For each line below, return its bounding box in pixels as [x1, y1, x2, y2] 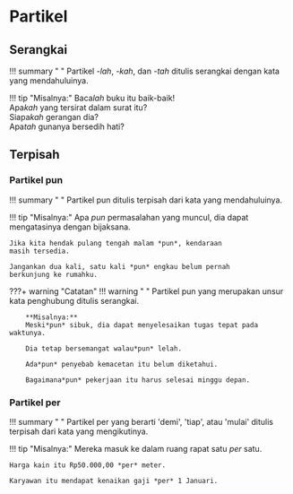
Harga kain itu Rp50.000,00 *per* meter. [9, 460, 167, 470]
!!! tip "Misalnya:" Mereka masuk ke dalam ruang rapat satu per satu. [9, 443, 263, 454]
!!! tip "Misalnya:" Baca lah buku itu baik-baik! [9, 92, 176, 103]
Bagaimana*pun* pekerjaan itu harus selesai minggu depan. [25, 375, 251, 385]
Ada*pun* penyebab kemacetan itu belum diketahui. [25, 360, 219, 368]
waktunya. [9, 328, 47, 337]
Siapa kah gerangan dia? [9, 112, 99, 122]
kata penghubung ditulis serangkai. [9, 295, 140, 306]
